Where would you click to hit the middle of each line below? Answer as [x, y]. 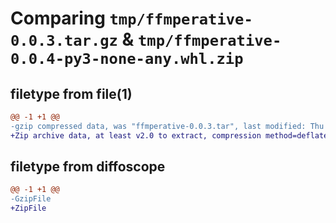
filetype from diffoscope [88, 167]
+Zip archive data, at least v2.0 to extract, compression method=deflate [169, 135]
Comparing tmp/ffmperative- [131, 18]
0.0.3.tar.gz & [72, 39]
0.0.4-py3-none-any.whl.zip [127, 59]
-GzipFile [31, 199]
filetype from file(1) [71, 93]
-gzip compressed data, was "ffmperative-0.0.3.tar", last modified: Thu [167, 126]
